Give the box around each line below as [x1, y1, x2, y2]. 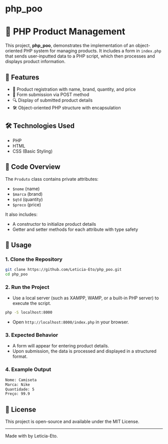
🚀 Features [5, 73, 39, 82]
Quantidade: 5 [5, 386, 35, 392]
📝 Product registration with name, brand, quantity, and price [12, 86, 136, 92]
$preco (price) [12, 201, 41, 208]
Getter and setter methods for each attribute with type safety [12, 226, 138, 232]
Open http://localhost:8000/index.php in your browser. [12, 319, 129, 325]
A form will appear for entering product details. [12, 343, 109, 349]
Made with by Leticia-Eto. [5, 433, 58, 439]
